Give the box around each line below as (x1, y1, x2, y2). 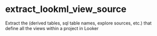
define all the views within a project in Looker (5, 25, 99, 31)
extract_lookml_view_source (5, 3, 127, 15)
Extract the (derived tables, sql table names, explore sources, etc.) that (5, 20, 152, 26)
